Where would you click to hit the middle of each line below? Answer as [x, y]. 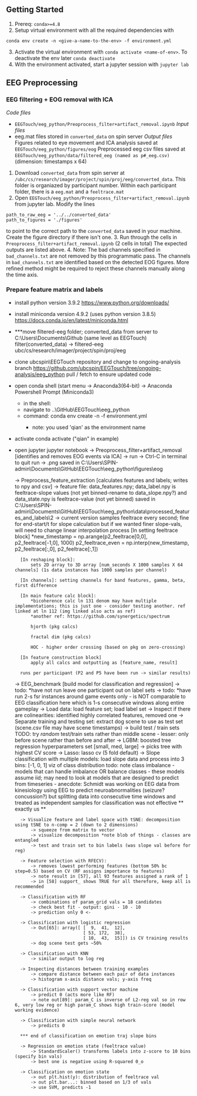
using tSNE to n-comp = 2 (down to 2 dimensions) [77, 825]
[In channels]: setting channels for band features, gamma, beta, [103, 580]
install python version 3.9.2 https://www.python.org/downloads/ [92, 302]
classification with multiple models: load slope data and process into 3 [99, 759]
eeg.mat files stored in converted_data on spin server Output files [94, 136]
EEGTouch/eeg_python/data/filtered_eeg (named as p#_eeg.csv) [92, 155]
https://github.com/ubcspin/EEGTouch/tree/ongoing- [97, 368]
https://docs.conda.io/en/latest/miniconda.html [71, 320]
